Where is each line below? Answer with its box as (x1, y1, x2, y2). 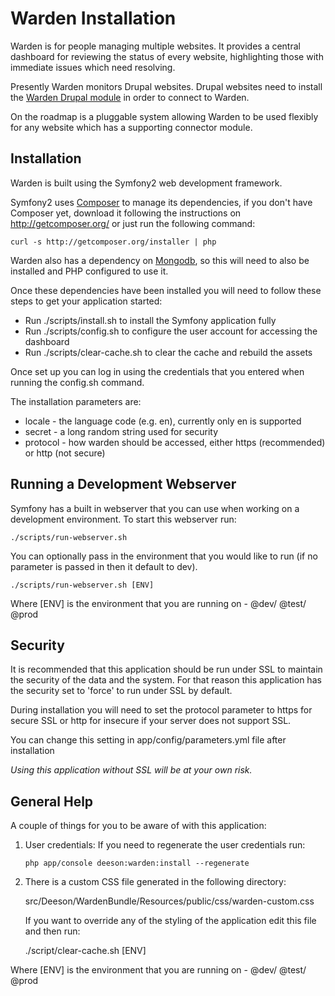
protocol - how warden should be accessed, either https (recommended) (24, 436, 326, 448)
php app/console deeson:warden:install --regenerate (24, 858, 250, 869)
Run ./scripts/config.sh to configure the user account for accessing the (24, 325, 318, 337)
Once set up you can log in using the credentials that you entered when (10, 365, 305, 377)
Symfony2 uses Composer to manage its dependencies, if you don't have (10, 196, 313, 208)
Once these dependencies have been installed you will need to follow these (10, 284, 322, 296)
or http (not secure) (24, 447, 106, 459)
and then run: (24, 925, 81, 937)
